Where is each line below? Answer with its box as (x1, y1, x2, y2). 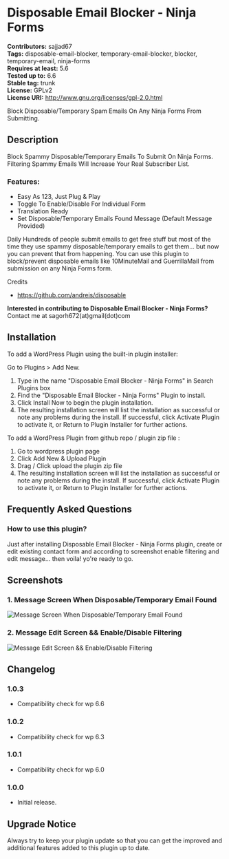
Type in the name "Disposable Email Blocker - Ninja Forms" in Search (17, 377, 214, 385)
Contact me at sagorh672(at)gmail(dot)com (7, 312, 131, 320)
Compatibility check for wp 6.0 (17, 765, 105, 774)
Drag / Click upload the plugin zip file (17, 461, 122, 469)
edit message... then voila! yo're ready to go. (7, 554, 133, 562)
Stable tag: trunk (7, 78, 56, 87)
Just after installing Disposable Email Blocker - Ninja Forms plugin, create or (7, 540, 223, 548)
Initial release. (17, 798, 57, 807)
